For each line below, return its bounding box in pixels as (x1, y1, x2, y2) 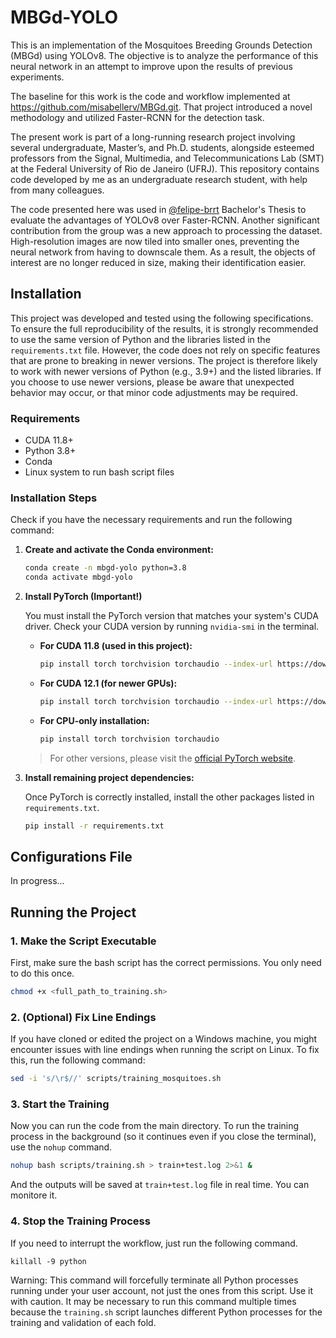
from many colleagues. (10, 184, 105, 196)
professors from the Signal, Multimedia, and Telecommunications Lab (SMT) (10, 152, 325, 164)
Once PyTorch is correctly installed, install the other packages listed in (24, 791, 315, 803)
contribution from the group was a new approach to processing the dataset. (10, 224, 323, 236)
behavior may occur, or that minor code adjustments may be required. (10, 386, 298, 398)
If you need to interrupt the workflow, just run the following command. (10, 1237, 298, 1249)
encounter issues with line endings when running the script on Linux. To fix (10, 1044, 320, 1056)
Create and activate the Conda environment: (24, 544, 214, 556)
